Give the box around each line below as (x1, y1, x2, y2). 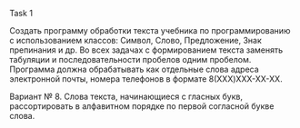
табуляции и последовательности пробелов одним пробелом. (9, 54, 252, 64)
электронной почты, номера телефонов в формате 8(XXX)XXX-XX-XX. (9, 74, 284, 84)
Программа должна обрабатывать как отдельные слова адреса (9, 64, 259, 74)
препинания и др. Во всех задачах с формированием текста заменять (9, 44, 284, 55)
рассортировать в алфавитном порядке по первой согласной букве (9, 101, 275, 112)
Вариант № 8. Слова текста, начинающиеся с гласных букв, (9, 91, 244, 102)
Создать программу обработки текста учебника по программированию (9, 25, 291, 35)
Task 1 (9, 8, 34, 18)
